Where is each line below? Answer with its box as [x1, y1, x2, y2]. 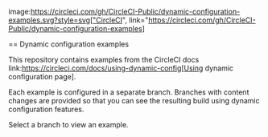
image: [8, 7, 31, 16]
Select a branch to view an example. [8, 120, 129, 129]
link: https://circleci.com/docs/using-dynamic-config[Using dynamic [8, 63, 234, 73]
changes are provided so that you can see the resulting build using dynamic [8, 96, 260, 105]
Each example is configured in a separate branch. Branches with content [8, 87, 249, 97]
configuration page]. [8, 72, 76, 81]
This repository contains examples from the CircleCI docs [8, 55, 200, 64]
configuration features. [8, 104, 85, 114]
